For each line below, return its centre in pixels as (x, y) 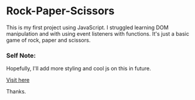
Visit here (18, 80)
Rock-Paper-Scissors (60, 11)
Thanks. (16, 92)
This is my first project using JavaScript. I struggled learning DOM (87, 27)
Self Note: (21, 55)
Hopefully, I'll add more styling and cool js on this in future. (79, 68)
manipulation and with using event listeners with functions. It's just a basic (98, 33)
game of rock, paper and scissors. (48, 40)
